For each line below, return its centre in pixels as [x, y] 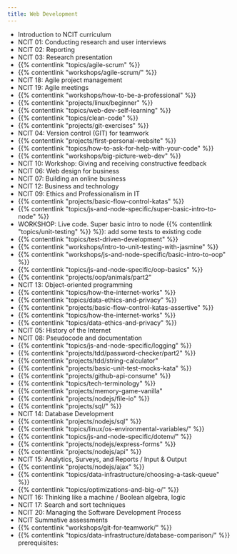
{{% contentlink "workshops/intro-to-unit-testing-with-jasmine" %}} [118, 246]
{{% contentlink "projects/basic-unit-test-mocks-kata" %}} [105, 368]
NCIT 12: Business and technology [68, 186]
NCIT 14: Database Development [66, 413]
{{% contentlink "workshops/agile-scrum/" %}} [87, 72]
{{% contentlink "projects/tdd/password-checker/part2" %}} [107, 353]
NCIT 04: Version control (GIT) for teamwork [83, 133]
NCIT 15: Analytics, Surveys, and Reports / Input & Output [102, 459]
